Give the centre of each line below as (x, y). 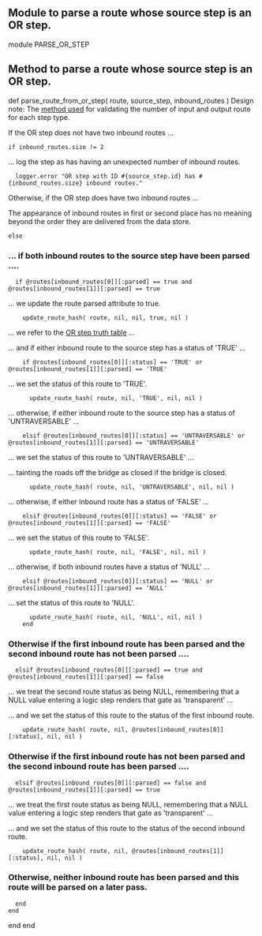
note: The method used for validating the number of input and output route (129, 109)
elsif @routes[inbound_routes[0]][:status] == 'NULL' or (118, 581)
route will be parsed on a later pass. (78, 887)
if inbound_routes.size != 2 (56, 147)
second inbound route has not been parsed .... (99, 653)
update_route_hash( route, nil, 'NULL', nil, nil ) (116, 617)
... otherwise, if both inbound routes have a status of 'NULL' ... (109, 567)
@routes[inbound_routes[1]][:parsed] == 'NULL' (88, 588)
